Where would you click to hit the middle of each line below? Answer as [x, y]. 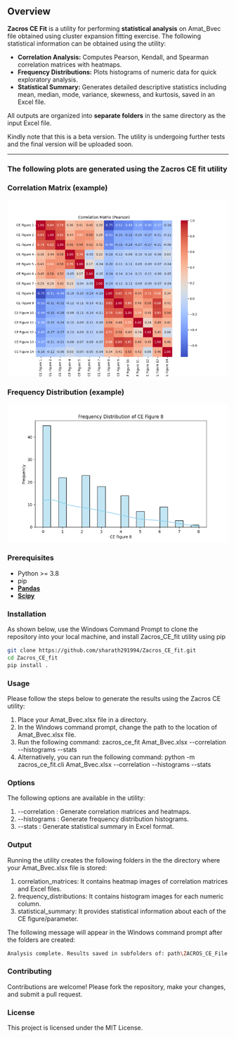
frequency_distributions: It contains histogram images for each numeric [120, 896]
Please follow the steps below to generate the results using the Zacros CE [114, 699]
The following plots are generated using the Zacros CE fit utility [117, 169]
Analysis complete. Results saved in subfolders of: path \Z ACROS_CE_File [118, 953]
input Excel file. [29, 123]
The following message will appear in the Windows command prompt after [115, 932]
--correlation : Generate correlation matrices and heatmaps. [104, 812]
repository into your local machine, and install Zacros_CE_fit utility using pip [117, 637]
